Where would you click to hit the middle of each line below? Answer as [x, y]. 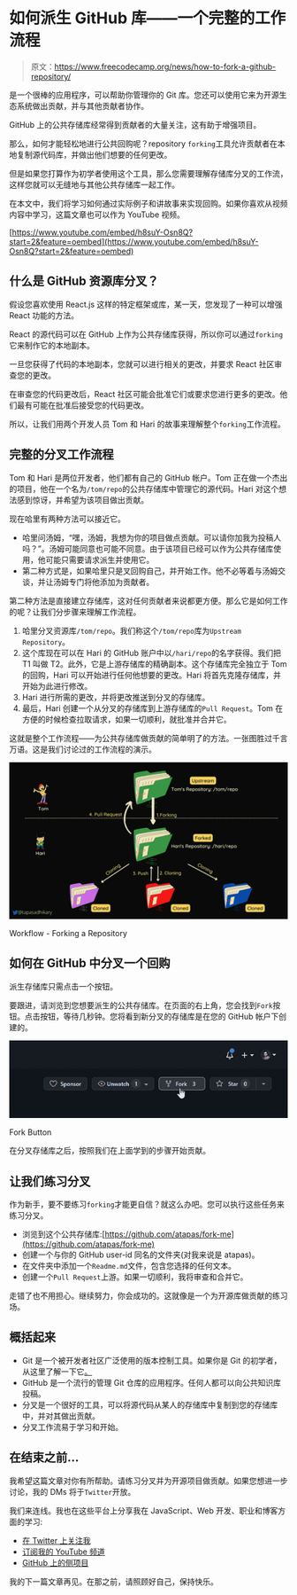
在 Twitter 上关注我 [56, 1540]
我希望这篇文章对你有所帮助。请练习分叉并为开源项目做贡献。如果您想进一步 [148, 1481]
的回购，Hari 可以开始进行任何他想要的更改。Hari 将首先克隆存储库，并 [151, 675]
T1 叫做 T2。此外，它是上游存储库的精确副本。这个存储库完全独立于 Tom [154, 664]
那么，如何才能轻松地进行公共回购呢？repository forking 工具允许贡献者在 [144, 144]
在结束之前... [44, 1458]
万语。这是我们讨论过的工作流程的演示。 [83, 749]
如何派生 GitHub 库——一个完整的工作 [148, 18]
